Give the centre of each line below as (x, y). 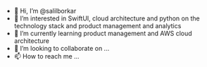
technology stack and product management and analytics (98, 26)
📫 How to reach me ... (46, 56)
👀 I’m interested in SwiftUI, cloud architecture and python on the (107, 18)
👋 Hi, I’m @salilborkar (45, 11)
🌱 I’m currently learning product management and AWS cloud (103, 33)
